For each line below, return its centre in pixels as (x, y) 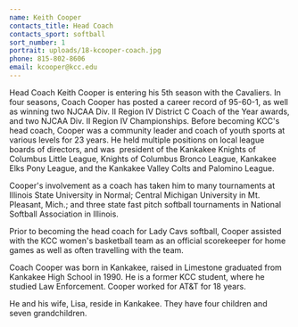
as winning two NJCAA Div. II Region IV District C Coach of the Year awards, (149, 111)
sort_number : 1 (37, 42)
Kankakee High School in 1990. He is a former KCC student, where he (137, 276)
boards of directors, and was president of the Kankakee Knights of (132, 149)
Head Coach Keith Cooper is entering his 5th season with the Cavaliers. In (145, 92)
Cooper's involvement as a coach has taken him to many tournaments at (142, 185)
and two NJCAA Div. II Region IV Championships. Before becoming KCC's (145, 120)
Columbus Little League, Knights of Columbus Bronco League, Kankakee (143, 159)
